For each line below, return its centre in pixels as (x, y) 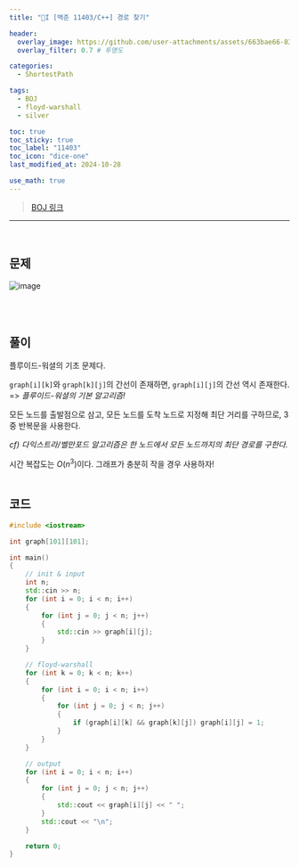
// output (44, 764)
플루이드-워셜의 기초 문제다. (57, 365)
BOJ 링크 (47, 207)
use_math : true (37, 181)
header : (24, 33)
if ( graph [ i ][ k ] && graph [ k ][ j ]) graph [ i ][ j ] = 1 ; (169, 723)
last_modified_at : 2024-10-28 (65, 165)
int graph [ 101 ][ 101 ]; (49, 541)
